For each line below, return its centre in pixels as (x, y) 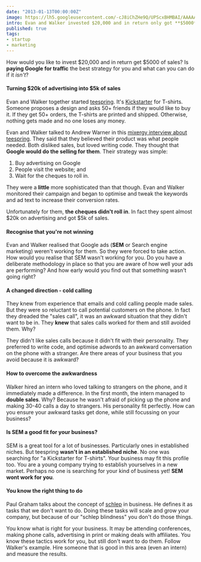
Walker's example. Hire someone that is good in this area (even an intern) (97, 548)
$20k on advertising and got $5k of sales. (58, 218)
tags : (13, 34)
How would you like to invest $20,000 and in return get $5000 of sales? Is (98, 62)
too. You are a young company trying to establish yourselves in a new (92, 465)
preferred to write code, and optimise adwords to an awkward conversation (99, 347)
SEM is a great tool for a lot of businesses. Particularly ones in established (98, 445)
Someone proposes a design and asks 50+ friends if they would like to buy (98, 108)
